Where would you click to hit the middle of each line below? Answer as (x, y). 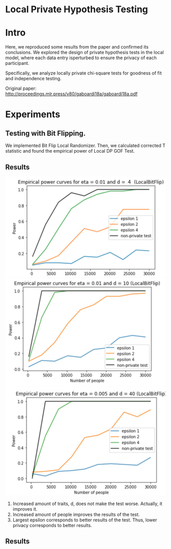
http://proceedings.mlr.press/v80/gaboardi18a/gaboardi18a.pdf (72, 94)
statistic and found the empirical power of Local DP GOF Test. (70, 151)
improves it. (25, 509)
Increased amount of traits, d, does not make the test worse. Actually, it (88, 504)
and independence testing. (34, 79)
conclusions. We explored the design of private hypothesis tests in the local (84, 53)
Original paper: (21, 88)
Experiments (33, 115)
